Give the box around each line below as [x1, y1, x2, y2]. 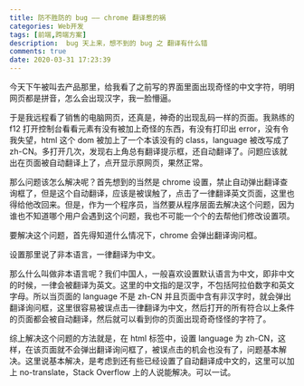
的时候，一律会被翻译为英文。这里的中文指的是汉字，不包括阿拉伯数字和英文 [9, 280, 295, 290]
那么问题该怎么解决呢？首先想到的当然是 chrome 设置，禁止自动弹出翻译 [9, 177, 280, 187]
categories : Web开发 [9, 22, 84, 31]
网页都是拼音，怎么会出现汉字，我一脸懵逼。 [9, 92, 176, 103]
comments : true [9, 47, 67, 56]
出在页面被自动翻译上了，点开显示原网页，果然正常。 [9, 158, 208, 168]
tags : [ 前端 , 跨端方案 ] [9, 30, 87, 39]
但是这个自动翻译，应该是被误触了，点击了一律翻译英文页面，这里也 [40, 188, 295, 198]
